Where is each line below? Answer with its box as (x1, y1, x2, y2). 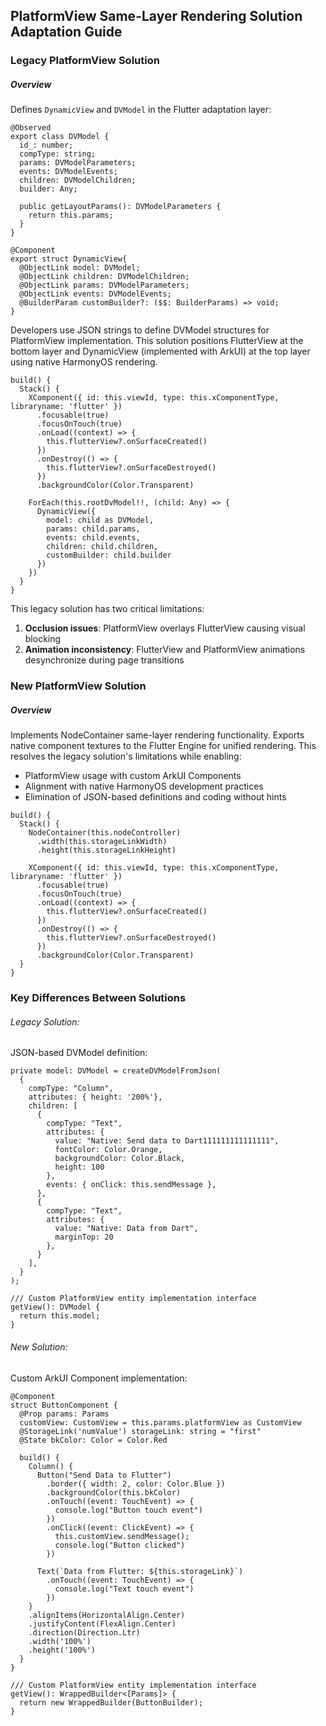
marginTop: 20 (54, 1232, 114, 1243)
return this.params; (28, 210, 114, 221)
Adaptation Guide (10, 24, 123, 41)
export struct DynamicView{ (10, 254, 128, 264)
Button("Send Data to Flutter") (36, 1470, 172, 1480)
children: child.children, (46, 542, 159, 552)
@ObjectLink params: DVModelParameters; (19, 280, 190, 291)
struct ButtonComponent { (10, 1400, 118, 1410)
